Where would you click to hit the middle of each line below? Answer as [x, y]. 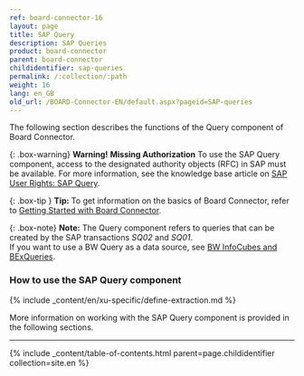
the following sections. [52, 327]
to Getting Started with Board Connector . [85, 211]
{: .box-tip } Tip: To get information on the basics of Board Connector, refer [149, 201]
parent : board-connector [56, 60]
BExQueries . [33, 257]
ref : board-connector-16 [56, 18]
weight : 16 [30, 85]
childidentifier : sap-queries [66, 69]
